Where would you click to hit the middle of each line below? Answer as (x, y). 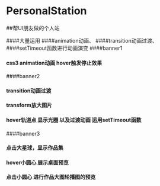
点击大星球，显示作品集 (35, 148)
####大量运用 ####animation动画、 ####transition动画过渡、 (82, 40)
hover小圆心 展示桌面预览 (38, 162)
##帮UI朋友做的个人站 (33, 28)
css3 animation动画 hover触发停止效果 (54, 63)
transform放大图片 (29, 105)
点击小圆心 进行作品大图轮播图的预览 (51, 177)
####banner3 (23, 133)
